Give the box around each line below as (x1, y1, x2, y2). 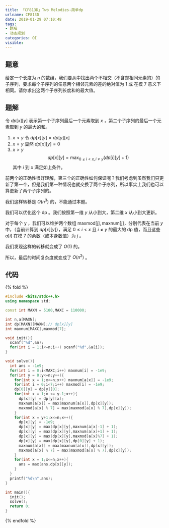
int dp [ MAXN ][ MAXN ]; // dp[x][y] (5, 322, 73, 327)
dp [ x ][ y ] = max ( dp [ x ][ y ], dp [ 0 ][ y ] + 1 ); (18, 438, 105, 443)
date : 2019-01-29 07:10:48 (5, 17, 62, 22)
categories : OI (5, 36, 37, 41)
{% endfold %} (5, 518, 36, 524)
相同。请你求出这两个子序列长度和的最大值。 (5, 87, 98, 93)
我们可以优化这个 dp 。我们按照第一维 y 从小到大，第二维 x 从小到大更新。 (5, 209, 160, 215)
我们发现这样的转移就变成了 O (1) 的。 (5, 243, 82, 249)
